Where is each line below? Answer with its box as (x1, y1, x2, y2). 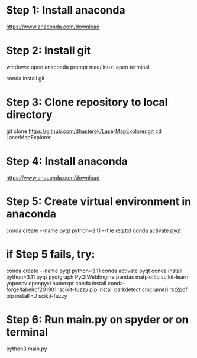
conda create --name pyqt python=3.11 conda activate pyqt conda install (6, 267, 183, 274)
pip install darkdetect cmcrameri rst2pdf (89, 286, 188, 293)
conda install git (6, 74, 45, 82)
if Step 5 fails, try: (6, 248, 95, 261)
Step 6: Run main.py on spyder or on (6, 313, 189, 326)
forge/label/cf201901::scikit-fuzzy (6, 286, 89, 293)
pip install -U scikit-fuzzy (6, 292, 67, 299)
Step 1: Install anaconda (6, 4, 125, 17)
